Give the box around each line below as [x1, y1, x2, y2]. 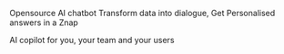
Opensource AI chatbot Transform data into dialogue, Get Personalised [9, 8, 276, 18]
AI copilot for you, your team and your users [9, 35, 175, 45]
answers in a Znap [9, 17, 79, 28]
